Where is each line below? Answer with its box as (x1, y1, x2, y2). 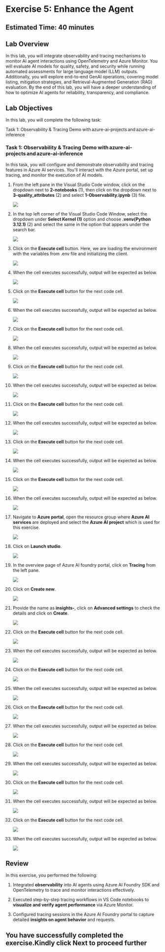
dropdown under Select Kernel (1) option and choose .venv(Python (12, 216, 151, 222)
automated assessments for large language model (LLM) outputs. (5, 69, 138, 74)
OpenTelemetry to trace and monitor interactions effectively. (12, 887, 135, 893)
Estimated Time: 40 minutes (5, 23, 94, 32)
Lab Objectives (5, 104, 53, 112)
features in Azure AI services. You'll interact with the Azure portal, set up (5, 167, 153, 173)
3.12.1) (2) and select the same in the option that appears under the (12, 221, 149, 227)
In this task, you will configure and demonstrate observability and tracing (5, 161, 154, 167)
